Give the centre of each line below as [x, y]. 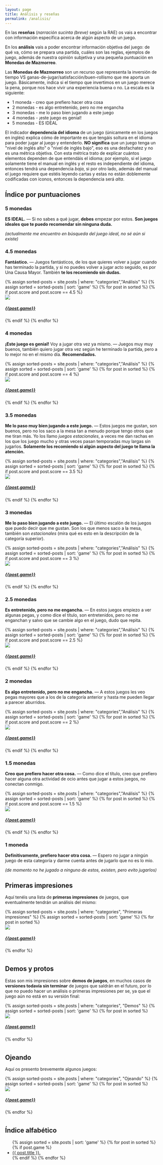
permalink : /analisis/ [28, 19]
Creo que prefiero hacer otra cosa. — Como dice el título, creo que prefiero [81, 773]
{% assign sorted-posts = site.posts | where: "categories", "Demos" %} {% [80, 1005]
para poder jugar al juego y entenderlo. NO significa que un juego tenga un [81, 143]
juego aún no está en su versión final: [42, 996]
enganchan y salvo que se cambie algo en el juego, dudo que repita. [73, 621]
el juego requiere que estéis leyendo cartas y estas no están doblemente [78, 174]
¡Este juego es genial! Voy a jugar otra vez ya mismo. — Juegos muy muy [79, 344]
